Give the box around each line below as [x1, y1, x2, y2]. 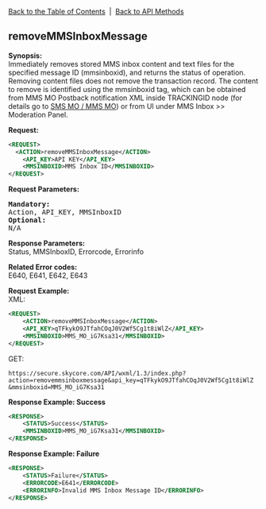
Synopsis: [8, 51, 42, 60]
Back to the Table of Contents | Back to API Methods [8, 7, 184, 16]
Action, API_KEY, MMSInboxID [8, 208, 121, 217]
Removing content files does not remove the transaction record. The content [8, 75, 259, 86]
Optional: [8, 216, 46, 225]
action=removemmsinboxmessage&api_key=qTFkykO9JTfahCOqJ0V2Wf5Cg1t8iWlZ [8, 376, 254, 384]
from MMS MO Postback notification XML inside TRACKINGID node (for [8, 93, 242, 102]
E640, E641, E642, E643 [8, 271, 88, 280]
